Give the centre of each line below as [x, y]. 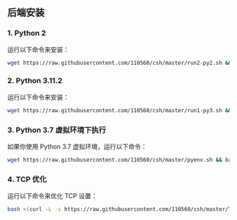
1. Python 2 [27, 33]
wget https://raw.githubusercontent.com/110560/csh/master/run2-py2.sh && [120, 63]
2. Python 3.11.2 [35, 81]
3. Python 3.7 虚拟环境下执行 [57, 130]
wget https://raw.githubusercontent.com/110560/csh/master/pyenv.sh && [115, 160]
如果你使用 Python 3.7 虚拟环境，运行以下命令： [77, 147]
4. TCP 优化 [27, 179]
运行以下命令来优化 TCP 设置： [52, 196]
